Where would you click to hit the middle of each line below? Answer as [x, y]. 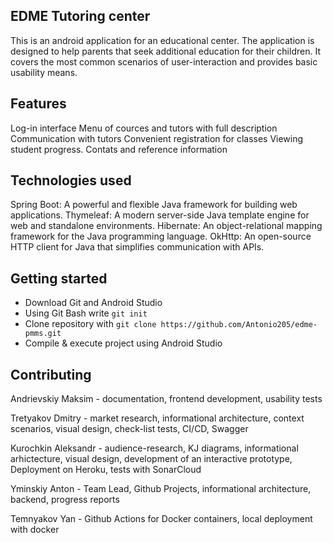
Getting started [59, 278]
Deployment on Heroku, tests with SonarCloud [106, 470]
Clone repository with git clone [90, 324]
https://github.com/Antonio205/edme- [239, 325]
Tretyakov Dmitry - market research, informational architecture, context [157, 418]
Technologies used [71, 180]
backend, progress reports [65, 500]
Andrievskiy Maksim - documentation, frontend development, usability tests [166, 399]
